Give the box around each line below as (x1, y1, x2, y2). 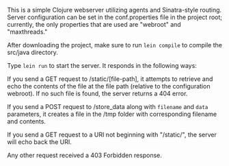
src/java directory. (7, 48, 58, 56)
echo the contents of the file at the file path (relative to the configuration (7, 82, 211, 90)
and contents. (7, 117, 46, 126)
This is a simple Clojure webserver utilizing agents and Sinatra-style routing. (7, 6, 222, 14)
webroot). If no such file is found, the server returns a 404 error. (7, 89, 188, 97)
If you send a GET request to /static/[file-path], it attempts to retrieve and (7, 75, 213, 83)
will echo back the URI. (7, 138, 72, 146)
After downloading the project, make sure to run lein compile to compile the (7, 41, 222, 49)
